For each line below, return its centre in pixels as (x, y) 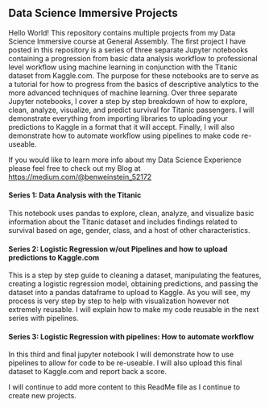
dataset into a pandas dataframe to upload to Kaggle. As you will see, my (130, 293)
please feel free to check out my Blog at (74, 168)
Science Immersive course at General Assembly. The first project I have (127, 41)
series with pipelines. (43, 318)
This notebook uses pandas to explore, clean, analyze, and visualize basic (131, 214)
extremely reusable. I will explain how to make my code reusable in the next (134, 310)
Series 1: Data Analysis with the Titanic (75, 195)
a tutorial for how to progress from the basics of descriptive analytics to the (134, 84)
